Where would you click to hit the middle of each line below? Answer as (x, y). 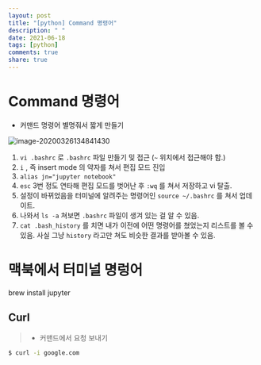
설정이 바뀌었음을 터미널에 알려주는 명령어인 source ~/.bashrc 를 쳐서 (129, 195)
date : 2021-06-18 (37, 38)
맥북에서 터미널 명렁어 (75, 270)
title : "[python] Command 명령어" (63, 23)
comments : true (33, 52)
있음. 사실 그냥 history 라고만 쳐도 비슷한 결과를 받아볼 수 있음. (117, 235)
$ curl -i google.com (44, 353)
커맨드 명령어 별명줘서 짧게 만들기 (72, 125)
